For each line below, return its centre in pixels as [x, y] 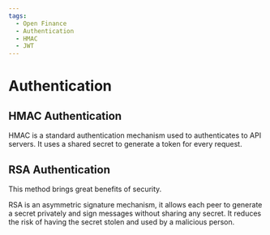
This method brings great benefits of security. [85, 189]
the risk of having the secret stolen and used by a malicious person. [122, 222]
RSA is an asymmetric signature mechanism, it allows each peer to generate [135, 204]
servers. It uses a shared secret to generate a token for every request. [125, 144]
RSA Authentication [60, 170]
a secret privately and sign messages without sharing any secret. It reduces [135, 213]
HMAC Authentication [65, 115]
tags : [17, 16]
